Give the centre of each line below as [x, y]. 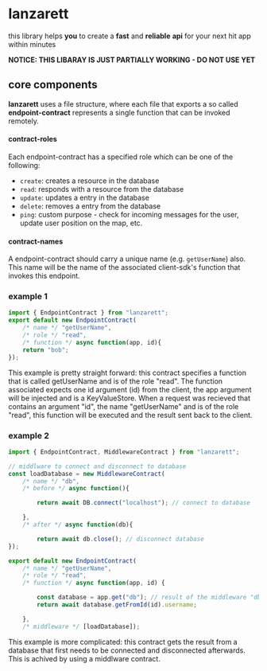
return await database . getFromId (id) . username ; [117, 605]
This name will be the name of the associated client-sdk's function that [124, 267]
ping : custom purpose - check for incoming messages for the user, [129, 214]
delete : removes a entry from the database [90, 206]
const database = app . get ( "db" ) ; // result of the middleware [142, 598]
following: [24, 165]
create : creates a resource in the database [89, 181]
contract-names [36, 241]
